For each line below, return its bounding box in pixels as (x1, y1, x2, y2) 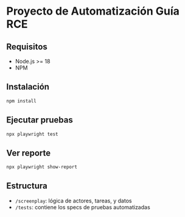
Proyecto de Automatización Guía (6, 4, 180, 18)
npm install (6, 98, 37, 104)
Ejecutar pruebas (6, 115, 73, 126)
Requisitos (6, 41, 47, 52)
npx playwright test (6, 131, 59, 137)
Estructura (6, 181, 47, 191)
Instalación (6, 82, 50, 92)
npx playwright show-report (6, 164, 78, 170)
